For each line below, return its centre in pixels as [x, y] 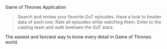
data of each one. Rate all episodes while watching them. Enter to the [89, 22]
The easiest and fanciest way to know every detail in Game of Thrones [78, 37]
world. [12, 42]
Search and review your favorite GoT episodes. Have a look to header [90, 17]
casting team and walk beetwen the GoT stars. [66, 27]
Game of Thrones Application [36, 7]
